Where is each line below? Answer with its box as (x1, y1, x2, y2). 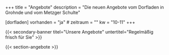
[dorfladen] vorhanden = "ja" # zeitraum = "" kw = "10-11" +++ (5, 19, 135, 25)
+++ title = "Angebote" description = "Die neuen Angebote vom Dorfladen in (5, 4, 164, 10)
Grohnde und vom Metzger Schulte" (5, 9, 81, 15)
